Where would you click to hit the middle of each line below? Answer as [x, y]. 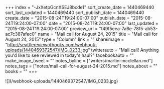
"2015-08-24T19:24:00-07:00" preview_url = [52, 29]
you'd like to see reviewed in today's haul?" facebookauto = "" [70, 55]
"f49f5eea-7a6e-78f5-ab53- [128, 29]
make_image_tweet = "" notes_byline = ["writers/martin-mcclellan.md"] [79, 61]
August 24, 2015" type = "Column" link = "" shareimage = [65, 39]
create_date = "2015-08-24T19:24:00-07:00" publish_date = [68, 18]
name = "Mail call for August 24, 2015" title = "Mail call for [98, 34]
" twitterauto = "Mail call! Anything [123, 50]
